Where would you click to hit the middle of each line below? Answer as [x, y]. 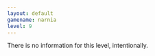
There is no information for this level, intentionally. [78, 46]
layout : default [30, 13]
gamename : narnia [32, 20]
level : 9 [20, 26]
